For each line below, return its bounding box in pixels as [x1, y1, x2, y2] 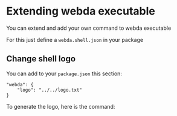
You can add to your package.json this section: [6, 70, 123, 77]
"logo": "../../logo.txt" [17, 87, 83, 93]
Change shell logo [6, 53, 76, 64]
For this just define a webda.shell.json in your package [6, 36, 144, 43]
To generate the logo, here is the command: [6, 103, 115, 110]
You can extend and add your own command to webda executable [6, 24, 172, 32]
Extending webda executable [6, 4, 155, 18]
